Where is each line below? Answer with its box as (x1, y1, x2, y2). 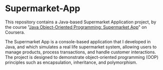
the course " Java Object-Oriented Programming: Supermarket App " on (5, 24, 147, 30)
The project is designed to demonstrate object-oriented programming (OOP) (5, 54, 159, 60)
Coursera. (5, 29, 25, 35)
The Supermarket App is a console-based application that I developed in (5, 38, 151, 44)
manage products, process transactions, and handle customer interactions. (5, 49, 156, 55)
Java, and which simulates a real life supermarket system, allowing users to (5, 44, 157, 50)
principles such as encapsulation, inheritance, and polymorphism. (5, 59, 138, 65)
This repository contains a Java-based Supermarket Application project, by (5, 19, 157, 25)
